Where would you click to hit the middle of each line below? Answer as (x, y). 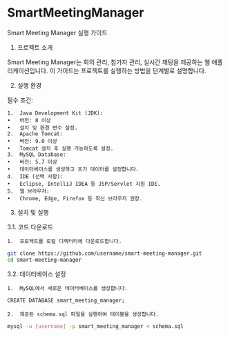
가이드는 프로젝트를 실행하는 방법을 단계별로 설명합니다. (131, 70)
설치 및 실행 (33, 212)
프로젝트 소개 (35, 47)
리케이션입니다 (27, 70)
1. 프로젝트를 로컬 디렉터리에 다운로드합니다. (65, 241)
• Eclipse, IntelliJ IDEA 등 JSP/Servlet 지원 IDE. (84, 184)
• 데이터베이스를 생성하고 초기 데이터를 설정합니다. (73, 169)
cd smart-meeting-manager (44, 260)
